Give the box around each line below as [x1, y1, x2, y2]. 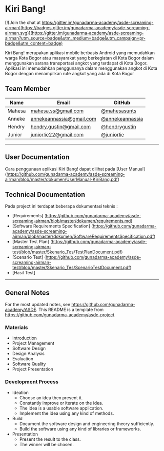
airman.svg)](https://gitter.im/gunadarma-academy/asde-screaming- [5, 30, 144, 36]
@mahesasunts [101, 107, 137, 114]
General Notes [5, 288, 50, 297]
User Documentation [5, 153, 70, 162]
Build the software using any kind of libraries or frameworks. [19, 426, 142, 431]
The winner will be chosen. [19, 441, 74, 447]
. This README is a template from [36, 307, 104, 313]
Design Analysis [12, 350, 45, 357]
